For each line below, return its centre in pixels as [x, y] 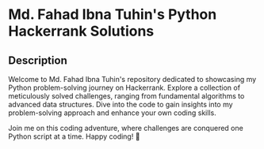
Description [38, 60]
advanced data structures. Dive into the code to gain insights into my [121, 104]
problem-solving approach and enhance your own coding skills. [112, 113]
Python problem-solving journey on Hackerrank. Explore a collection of [124, 88]
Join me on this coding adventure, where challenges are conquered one [126, 128]
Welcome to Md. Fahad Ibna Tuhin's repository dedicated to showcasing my [132, 79]
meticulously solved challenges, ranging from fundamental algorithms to [126, 96]
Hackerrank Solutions [81, 31]
